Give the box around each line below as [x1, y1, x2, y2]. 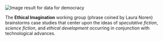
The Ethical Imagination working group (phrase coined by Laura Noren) [5, 14, 153, 20]
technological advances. [5, 30, 56, 36]
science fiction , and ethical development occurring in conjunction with [5, 25, 150, 31]
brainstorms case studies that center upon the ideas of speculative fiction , [5, 20, 158, 25]
